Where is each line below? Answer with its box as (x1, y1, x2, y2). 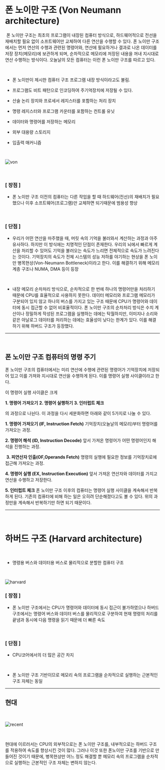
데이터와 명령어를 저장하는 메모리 (12, 119, 76, 125)
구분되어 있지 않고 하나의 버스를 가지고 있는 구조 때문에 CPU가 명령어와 (12, 298, 149, 304)
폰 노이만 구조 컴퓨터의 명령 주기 (5, 353, 96, 361)
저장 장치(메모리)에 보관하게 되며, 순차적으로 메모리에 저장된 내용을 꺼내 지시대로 (5, 50, 159, 57)
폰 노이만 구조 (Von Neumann (5, 4, 121, 16)
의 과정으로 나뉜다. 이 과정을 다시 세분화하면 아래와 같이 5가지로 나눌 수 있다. (5, 411, 151, 417)
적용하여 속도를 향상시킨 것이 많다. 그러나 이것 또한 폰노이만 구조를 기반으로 (10, 747, 155, 753)
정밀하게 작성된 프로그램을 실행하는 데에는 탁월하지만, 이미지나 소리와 (25, 311, 158, 317)
